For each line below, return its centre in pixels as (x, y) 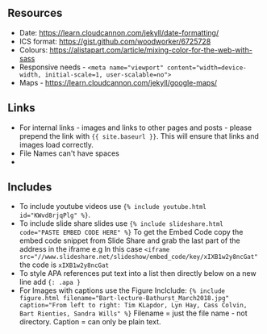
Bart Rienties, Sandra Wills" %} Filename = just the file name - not (133, 313)
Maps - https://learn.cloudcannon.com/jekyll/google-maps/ (118, 82)
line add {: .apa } (50, 282)
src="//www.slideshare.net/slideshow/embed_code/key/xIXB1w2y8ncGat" (139, 257)
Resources (35, 13)
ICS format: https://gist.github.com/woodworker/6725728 (115, 41)
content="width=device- (207, 68)
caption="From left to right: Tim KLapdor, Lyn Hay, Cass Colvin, (133, 306)
